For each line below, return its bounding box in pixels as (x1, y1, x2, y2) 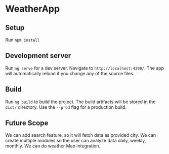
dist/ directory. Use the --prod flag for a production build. (5, 104, 126, 110)
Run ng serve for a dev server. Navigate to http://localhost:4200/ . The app (5, 65, 164, 71)
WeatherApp (5, 3, 60, 15)
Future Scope (5, 119, 49, 128)
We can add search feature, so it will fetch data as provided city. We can (5, 132, 156, 138)
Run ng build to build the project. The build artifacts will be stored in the (5, 99, 156, 105)
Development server (5, 51, 71, 60)
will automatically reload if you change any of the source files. (5, 70, 135, 76)
